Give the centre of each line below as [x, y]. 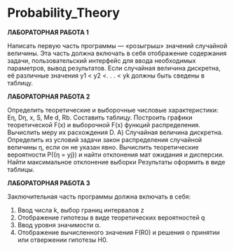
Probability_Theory [64, 13]
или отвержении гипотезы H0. [63, 240]
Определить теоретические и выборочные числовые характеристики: [113, 110]
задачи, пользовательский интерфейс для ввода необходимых [102, 60]
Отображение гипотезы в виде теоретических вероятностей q [111, 217]
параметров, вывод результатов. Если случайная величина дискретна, [114, 68]
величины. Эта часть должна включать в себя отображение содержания [117, 53]
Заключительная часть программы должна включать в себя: [99, 196]
